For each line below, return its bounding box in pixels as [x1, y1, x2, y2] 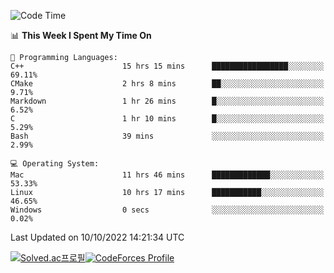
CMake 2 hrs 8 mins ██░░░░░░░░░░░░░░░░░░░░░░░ [10, 79, 325, 89]
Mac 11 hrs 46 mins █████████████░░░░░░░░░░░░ [10, 170, 325, 180]
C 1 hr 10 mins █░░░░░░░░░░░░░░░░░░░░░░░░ [10, 114, 325, 124]
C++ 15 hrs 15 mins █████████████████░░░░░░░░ [10, 61, 325, 71]
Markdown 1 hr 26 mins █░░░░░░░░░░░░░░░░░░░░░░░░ [10, 96, 325, 106]
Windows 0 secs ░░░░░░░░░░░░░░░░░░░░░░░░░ [10, 205, 325, 215]
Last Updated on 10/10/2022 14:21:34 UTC [10, 231, 185, 243]
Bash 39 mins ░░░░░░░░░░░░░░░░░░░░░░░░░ [10, 131, 325, 141]
